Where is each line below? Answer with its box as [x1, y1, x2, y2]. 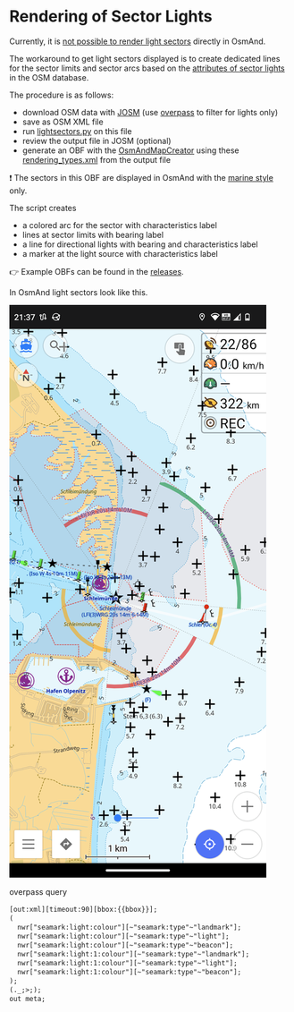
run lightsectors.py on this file [21, 125, 132, 136]
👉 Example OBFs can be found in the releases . [9, 266, 185, 276]
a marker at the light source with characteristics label [21, 248, 219, 259]
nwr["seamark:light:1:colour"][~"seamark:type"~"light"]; [17, 958, 239, 967]
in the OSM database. [9, 72, 89, 82]
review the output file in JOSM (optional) [21, 135, 172, 146]
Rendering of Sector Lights [9, 6, 213, 27]
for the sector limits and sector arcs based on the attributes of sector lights [9, 63, 285, 73]
